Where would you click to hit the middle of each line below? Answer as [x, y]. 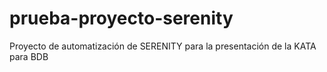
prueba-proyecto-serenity [121, 18]
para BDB [29, 56]
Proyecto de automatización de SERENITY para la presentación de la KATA [163, 46]
